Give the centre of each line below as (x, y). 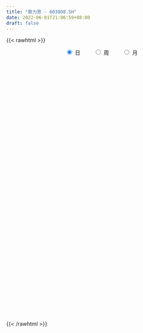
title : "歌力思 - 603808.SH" (42, 12)
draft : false (23, 23)
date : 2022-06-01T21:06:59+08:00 (48, 18)
